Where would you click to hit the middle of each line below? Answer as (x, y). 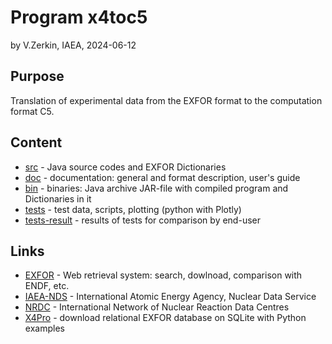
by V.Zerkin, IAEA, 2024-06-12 (73, 45)
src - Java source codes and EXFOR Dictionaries (125, 167)
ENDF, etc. (47, 286)
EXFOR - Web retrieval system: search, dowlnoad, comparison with (163, 275)
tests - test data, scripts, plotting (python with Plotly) (133, 209)
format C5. (32, 111)
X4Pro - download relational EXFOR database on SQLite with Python (165, 318)
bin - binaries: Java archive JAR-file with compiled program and (156, 188)
